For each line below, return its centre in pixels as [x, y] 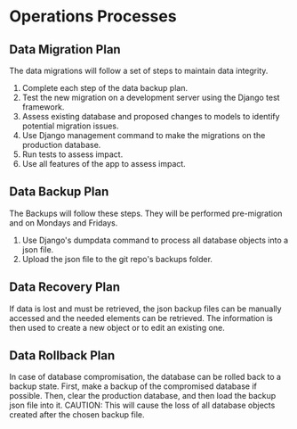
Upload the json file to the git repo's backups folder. [117, 259]
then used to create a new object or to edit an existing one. [117, 327]
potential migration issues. [70, 126]
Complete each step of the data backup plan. [105, 88]
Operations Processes [93, 16]
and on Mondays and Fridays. [64, 223]
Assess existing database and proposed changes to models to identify [151, 116]
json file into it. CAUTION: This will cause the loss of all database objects [142, 405]
